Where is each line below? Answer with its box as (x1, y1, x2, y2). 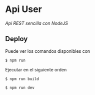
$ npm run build (5, 76, 39, 81)
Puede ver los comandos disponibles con (5, 48, 90, 54)
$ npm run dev (5, 85, 35, 90)
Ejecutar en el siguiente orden (5, 66, 67, 72)
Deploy (5, 35, 28, 43)
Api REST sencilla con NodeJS (5, 20, 68, 26)
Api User (5, 4, 42, 15)
